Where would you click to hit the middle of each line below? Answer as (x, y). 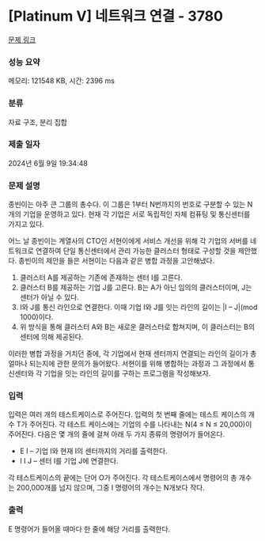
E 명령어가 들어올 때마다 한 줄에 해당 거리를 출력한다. (89, 529)
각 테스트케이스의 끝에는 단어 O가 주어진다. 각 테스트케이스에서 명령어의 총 (123, 478)
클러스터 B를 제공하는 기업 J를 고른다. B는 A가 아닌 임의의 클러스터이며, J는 (136, 288)
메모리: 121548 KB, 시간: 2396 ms (61, 81)
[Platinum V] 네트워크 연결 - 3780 (116, 16)
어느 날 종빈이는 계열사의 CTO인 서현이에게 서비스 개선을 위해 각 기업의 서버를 (129, 241)
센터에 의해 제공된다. (51, 337)
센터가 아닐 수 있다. (49, 297)
